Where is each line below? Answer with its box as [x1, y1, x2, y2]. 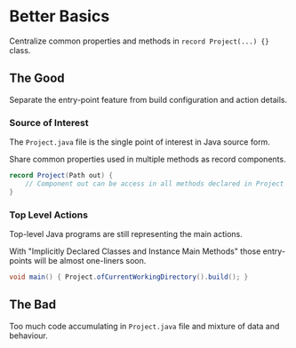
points [9, 255, 33, 265]
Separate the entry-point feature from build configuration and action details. [9, 94, 287, 105]
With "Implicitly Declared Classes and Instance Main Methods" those [9, 246, 261, 257]
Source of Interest [9, 116, 89, 129]
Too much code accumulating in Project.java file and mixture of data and [9, 320, 280, 331]
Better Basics [9, 6, 110, 27]
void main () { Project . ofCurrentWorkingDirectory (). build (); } [9, 273, 249, 281]
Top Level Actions [9, 209, 89, 221]
